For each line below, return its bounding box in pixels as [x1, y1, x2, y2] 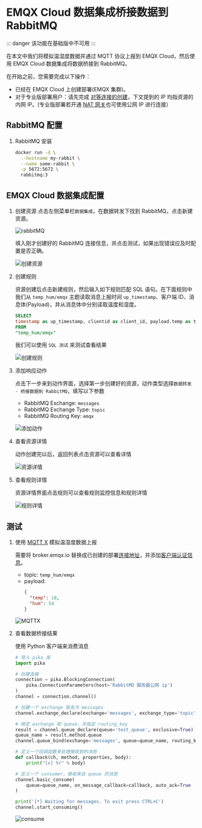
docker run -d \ [14, 149, 56, 155]
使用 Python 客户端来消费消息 [14, 642, 89, 650]
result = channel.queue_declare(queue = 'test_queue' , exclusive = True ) [14, 726, 194, 732]
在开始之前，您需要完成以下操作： [6, 73, 91, 80]
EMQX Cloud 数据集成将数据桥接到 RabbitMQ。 [13, 60, 131, 67]
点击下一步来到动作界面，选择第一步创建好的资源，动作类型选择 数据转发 [14, 380, 192, 387]
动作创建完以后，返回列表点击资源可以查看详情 [14, 451, 131, 458]
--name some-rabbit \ [21, 161, 75, 167]
